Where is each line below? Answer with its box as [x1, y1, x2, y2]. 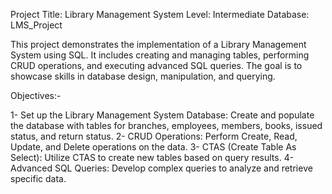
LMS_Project [10, 19, 63, 31]
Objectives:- [10, 90, 62, 101]
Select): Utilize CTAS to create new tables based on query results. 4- [10, 152, 295, 163]
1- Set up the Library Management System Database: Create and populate [10, 109, 315, 121]
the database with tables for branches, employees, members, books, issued [10, 120, 323, 131]
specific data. [10, 173, 67, 184]
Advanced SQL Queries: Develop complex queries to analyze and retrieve [10, 162, 313, 174]
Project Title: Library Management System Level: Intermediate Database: [10, 9, 310, 20]
